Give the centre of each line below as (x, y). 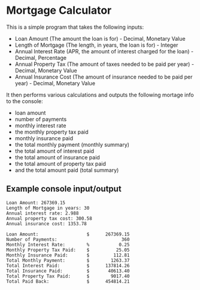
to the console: (25, 101)
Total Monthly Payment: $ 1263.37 (68, 260)
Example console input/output (64, 189)
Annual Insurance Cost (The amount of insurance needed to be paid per (104, 77)
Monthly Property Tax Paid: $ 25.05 (68, 250)
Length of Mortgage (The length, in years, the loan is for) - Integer (96, 45)
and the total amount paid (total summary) (67, 170)
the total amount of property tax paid (60, 164)
